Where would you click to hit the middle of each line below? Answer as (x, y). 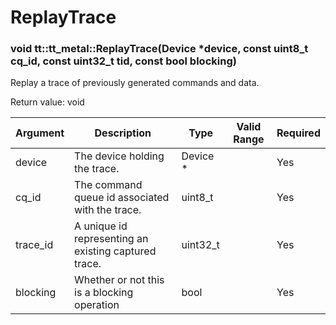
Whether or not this (119, 280)
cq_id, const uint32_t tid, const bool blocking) (123, 61)
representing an (111, 239)
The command (108, 185)
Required (298, 133)
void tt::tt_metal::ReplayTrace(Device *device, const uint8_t (159, 49)
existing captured (115, 251)
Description (123, 133)
